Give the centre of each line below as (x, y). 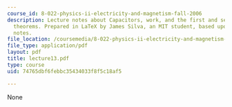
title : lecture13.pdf (38, 59)
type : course (26, 65)
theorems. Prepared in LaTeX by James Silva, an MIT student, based (114, 26)
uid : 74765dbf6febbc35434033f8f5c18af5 (65, 71)
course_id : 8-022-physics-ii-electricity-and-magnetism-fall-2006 (105, 13)
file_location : (29, 39)
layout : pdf (24, 52)
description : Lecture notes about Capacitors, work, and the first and (112, 20)
